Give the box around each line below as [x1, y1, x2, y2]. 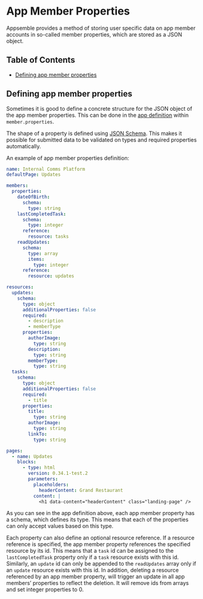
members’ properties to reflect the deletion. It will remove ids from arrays [6, 580, 189, 587]
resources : [6, 284, 34, 290]
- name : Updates [12, 453, 53, 460]
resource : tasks [28, 234, 69, 240]
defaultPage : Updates [6, 171, 61, 178]
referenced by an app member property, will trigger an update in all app [6, 573, 185, 580]
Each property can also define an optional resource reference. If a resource [6, 534, 195, 542]
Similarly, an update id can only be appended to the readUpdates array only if [6, 560, 196, 567]
